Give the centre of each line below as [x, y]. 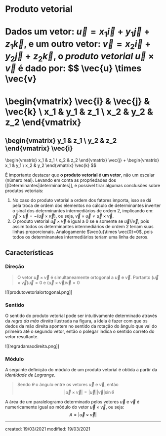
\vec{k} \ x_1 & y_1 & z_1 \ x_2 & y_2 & [79, 112]
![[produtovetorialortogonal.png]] [39, 292]
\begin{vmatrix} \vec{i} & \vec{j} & [78, 101]
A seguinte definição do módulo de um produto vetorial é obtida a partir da [81, 370]
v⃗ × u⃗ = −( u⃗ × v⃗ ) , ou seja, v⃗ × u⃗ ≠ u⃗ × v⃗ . [63, 216]
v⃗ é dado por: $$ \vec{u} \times [73, 68]
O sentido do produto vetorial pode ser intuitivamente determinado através [81, 316]
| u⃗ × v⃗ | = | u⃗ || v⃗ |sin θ [89, 392]
